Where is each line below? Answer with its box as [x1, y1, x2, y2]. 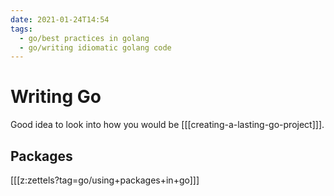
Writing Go [10, 86, 102, 108]
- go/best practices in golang [19, 33, 150, 43]
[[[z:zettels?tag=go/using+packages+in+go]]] [10, 174, 200, 186]
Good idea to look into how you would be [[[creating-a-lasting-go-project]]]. [10, 119, 325, 131]
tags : [10, 24, 33, 34]
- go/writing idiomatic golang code [19, 42, 172, 53]
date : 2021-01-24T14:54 [10, 14, 110, 25]
